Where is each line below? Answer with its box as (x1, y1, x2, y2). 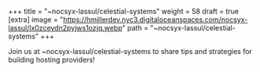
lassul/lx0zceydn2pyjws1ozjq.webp (8, 23, 123, 32)
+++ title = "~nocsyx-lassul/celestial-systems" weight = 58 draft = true (8, 7, 239, 16)
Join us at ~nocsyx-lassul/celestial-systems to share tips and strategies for (8, 47, 252, 56)
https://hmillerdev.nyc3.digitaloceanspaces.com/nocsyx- (62, 15, 248, 24)
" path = (121, 23, 149, 32)
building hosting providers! (8, 55, 95, 64)
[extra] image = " (8, 15, 64, 24)
